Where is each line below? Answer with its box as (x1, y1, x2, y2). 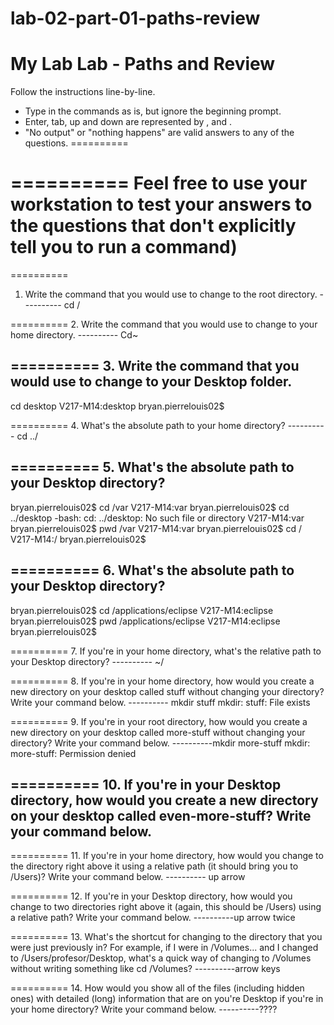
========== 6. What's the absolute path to (10, 562, 295, 579)
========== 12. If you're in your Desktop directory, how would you (10, 890, 293, 902)
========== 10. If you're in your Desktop (10, 776, 282, 793)
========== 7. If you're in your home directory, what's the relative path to (10, 645, 322, 657)
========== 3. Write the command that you (10, 358, 300, 375)
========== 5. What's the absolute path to (10, 459, 295, 476)
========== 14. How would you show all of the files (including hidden (10, 982, 305, 994)
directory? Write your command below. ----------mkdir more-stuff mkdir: (10, 737, 311, 749)
